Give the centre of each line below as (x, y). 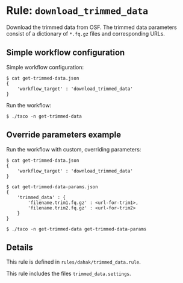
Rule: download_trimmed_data (77, 11)
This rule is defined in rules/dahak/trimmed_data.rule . (74, 262)
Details (20, 247)
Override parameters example (64, 135)
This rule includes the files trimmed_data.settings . (69, 274)
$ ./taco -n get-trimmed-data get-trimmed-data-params (76, 229)
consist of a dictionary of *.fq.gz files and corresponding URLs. (86, 33)
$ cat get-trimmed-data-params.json (52, 187)
